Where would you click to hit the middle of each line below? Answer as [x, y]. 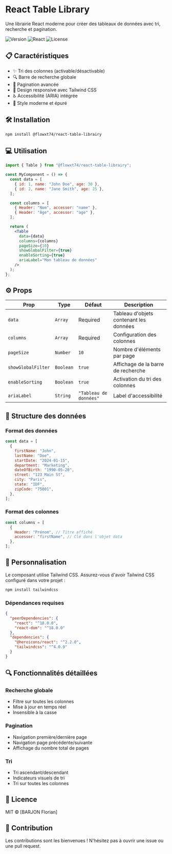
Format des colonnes [32, 512]
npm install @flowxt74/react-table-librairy [53, 134]
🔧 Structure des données [46, 416]
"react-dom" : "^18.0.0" [40, 628]
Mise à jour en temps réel [39, 707]
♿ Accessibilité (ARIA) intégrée [45, 96]
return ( [19, 227]
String [63, 396]
